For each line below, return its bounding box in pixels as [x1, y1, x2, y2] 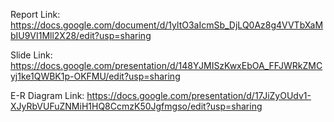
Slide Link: [10, 49, 53, 61]
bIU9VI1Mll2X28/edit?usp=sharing [10, 30, 152, 41]
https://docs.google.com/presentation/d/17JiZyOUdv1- [86, 90, 312, 101]
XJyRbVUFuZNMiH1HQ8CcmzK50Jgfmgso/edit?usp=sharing [10, 100, 263, 112]
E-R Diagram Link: [10, 90, 85, 101]
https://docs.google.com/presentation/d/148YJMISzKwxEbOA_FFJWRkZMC [10, 60, 323, 71]
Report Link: [10, 9, 61, 20]
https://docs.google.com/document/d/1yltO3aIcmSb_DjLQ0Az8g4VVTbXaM [10, 19, 324, 31]
